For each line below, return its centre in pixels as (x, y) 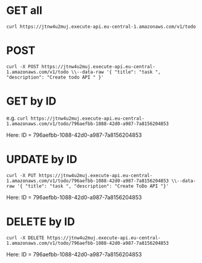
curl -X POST (23, 67)
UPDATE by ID (42, 159)
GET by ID (31, 101)
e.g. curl (17, 118)
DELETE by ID (41, 222)
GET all (24, 11)
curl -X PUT (21, 175)
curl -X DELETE (25, 238)
